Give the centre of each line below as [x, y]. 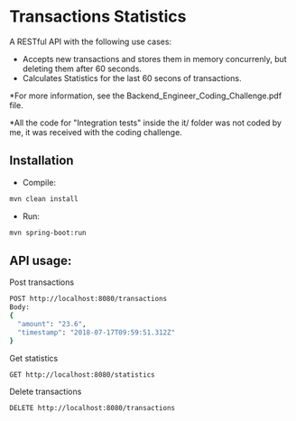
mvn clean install [44, 199]
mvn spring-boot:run [48, 233]
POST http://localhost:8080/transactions [88, 299]
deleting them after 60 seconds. [82, 69]
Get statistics [34, 358]
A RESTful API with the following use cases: [91, 41]
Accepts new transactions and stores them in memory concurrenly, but [154, 59]
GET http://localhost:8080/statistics [82, 375]
